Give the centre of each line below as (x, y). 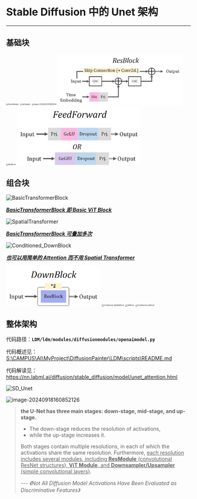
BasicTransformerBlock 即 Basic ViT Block (59, 210)
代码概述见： (21, 352)
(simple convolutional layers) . (56, 471)
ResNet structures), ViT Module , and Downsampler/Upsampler (98, 465)
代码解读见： (21, 370)
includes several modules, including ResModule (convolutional (96, 459)
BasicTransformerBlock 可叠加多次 (49, 233)
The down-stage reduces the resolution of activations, (95, 429)
